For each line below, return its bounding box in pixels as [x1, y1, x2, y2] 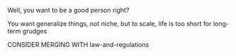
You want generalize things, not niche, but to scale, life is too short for [7, 20, 212, 27]
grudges [22, 27, 47, 35]
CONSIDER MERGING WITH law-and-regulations [7, 41, 150, 48]
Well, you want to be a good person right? [7, 6, 130, 14]
